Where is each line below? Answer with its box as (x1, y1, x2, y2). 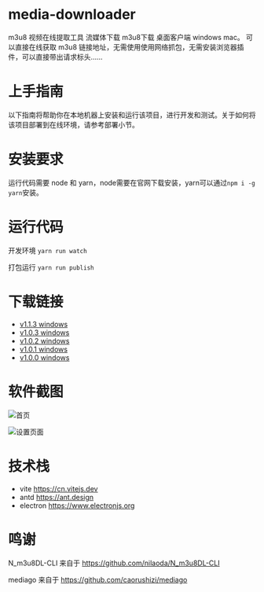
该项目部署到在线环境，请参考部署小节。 (8, 120, 139, 129)
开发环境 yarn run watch (8, 245, 88, 255)
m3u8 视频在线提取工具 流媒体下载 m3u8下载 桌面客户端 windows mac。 (8, 32, 245, 42)
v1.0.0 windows (19, 352, 70, 362)
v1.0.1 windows (19, 344, 68, 354)
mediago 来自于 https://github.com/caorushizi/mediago (8, 575, 188, 584)
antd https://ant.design (19, 492, 94, 502)
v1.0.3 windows (19, 328, 70, 337)
